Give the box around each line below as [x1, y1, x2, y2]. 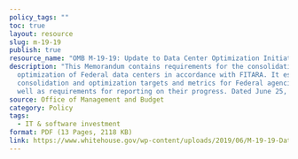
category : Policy [9, 103, 74, 112]
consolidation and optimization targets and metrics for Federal [17, 79, 264, 87]
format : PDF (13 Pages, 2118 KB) [9, 128, 133, 137]
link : [9, 136, 29, 145]
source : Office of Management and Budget [9, 95, 165, 104]
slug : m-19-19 [9, 37, 62, 47]
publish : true [9, 46, 62, 55]
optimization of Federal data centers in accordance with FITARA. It [17, 71, 279, 79]
